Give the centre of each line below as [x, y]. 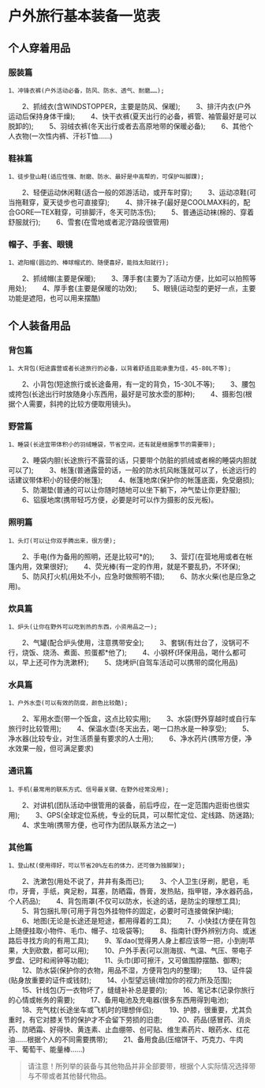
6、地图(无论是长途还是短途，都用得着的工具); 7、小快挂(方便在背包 [139, 920]
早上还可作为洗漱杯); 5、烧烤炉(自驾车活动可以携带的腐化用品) [130, 663]
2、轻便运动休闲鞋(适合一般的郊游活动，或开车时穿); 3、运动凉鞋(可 [139, 193]
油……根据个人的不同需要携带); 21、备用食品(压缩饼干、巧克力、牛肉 [126, 1039]
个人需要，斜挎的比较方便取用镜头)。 [75, 404]
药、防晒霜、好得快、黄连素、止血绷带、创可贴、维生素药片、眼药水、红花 [129, 1029]
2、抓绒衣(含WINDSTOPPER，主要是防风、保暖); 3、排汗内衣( [130, 106]
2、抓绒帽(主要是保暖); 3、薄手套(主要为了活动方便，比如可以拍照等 [139, 278]
